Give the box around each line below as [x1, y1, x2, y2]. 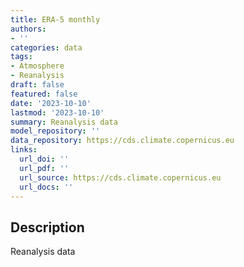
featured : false [10, 89, 78, 99]
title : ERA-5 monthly [10, 14, 101, 25]
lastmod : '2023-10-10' [10, 107, 105, 118]
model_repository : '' [10, 126, 101, 136]
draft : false [10, 80, 65, 90]
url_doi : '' [19, 154, 70, 164]
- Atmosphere [10, 61, 65, 71]
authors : [10, 24, 47, 34]
